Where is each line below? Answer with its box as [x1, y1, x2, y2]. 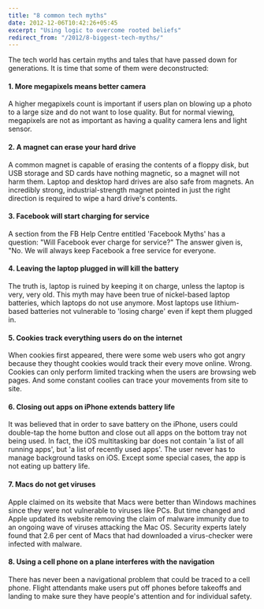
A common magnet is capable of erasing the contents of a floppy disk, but [8, 159, 250, 170]
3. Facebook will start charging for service [8, 211, 150, 221]
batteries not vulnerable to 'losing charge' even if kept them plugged [30, 307, 253, 316]
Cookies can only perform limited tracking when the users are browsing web [8, 368, 257, 377]
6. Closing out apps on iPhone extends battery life [8, 402, 175, 411]
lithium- [214, 298, 240, 308]
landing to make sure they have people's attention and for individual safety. [8, 591, 252, 600]
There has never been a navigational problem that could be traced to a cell [8, 574, 251, 584]
